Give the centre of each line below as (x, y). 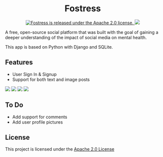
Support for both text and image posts (51, 79)
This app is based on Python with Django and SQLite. (59, 47)
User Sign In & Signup (34, 74)
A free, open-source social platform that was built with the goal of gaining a (82, 32)
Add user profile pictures (37, 122)
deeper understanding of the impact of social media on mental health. (76, 37)
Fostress (83, 9)
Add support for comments (40, 117)
